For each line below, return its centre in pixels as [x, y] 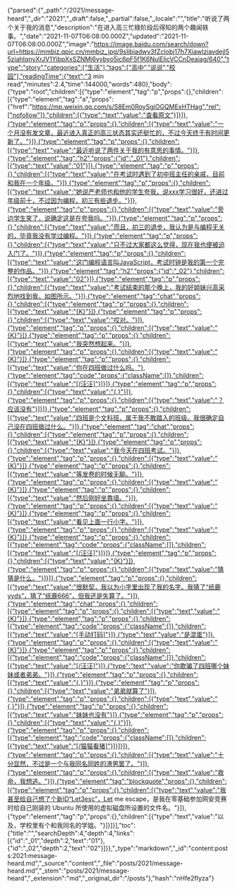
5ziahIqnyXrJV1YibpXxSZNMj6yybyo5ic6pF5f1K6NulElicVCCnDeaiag [107, 59]
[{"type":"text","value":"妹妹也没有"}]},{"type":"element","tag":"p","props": [115, 715]
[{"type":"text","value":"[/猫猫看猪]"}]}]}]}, [68, 746]
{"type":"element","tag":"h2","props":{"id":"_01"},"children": [94, 158]
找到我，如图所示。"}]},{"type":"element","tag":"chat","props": [110, 296]
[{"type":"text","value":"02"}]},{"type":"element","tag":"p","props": [104, 279]
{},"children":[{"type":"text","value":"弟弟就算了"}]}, [82, 691]
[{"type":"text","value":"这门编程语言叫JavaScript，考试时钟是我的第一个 [113, 262]
